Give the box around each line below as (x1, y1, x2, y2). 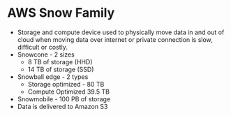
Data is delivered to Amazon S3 (17, 102, 108, 110)
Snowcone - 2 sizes (17, 50, 75, 59)
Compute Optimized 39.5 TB (27, 87, 110, 96)
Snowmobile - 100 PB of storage (17, 94, 111, 103)
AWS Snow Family (7, 5, 115, 21)
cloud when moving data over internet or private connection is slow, (17, 35, 213, 43)
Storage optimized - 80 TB (27, 80, 105, 88)
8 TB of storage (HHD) (27, 57, 93, 66)
